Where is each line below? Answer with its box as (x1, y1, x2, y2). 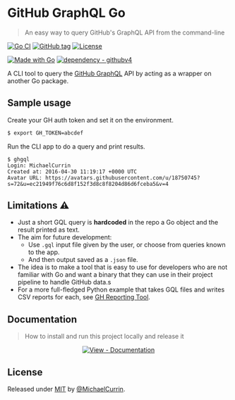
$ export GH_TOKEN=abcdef (7, 129, 83, 137)
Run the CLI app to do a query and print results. (7, 142, 146, 151)
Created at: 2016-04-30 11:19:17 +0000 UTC (7, 168, 138, 175)
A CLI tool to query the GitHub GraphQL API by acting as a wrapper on (7, 69, 212, 77)
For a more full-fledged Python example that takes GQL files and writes (17, 285, 225, 294)
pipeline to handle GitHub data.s (17, 278, 112, 287)
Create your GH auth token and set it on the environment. (7, 115, 174, 124)
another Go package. (7, 76, 69, 85)
